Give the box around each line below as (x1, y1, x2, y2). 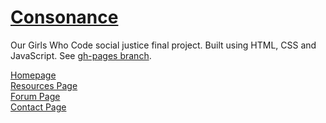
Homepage (10, 69, 57, 81)
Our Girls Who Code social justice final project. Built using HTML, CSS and (10, 39, 317, 51)
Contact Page (10, 101, 67, 113)
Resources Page (10, 79, 78, 91)
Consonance (10, 6, 119, 29)
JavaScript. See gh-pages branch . (10, 49, 152, 61)
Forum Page (10, 90, 61, 102)
